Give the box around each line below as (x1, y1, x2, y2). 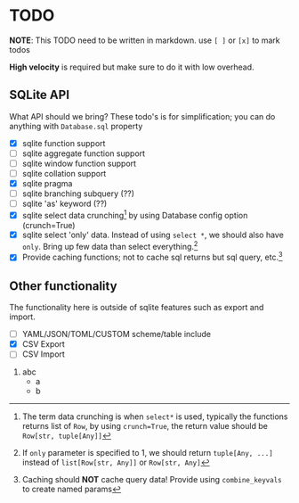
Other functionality (9, 278, 117, 293)
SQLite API (9, 87, 69, 103)
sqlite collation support (21, 168, 107, 178)
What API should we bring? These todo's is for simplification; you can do (9, 111, 276, 121)
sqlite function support (21, 137, 106, 148)
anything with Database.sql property (9, 120, 143, 131)
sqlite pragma (21, 178, 73, 188)
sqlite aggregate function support (21, 148, 145, 159)
